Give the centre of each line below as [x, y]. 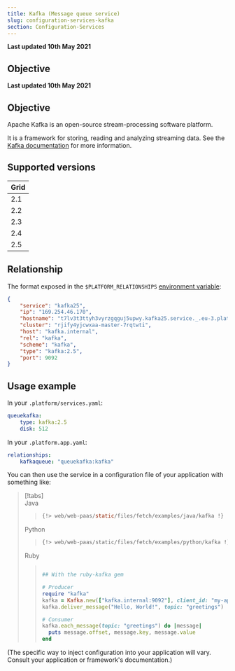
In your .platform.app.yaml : [47, 442]
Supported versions [51, 168]
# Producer [58, 588]
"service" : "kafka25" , [53, 305]
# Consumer [58, 620]
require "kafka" [65, 594]
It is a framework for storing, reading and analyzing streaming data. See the [116, 138]
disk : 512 [34, 429]
